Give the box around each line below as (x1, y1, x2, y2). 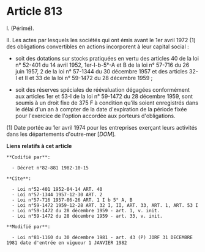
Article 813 (6, 4, 63, 18)
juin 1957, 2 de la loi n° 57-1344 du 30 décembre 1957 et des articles (15, 67, 188, 75)
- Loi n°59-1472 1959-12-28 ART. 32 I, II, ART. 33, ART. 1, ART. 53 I (12, 202, 199, 209)
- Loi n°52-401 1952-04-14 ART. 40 (12, 186, 103, 192)
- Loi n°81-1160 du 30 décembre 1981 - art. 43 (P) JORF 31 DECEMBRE (12, 234, 193, 240)
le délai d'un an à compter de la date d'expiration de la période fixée (15, 105, 188, 113)
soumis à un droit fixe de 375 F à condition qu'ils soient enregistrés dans (15, 99, 199, 106)
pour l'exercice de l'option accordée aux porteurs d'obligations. (15, 112, 176, 119)
